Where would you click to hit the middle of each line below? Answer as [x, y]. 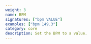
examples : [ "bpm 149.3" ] [32, 24]
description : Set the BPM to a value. [46, 33]
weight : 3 [16, 10]
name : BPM [16, 15]
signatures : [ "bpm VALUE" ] [34, 19]
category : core [21, 29]
